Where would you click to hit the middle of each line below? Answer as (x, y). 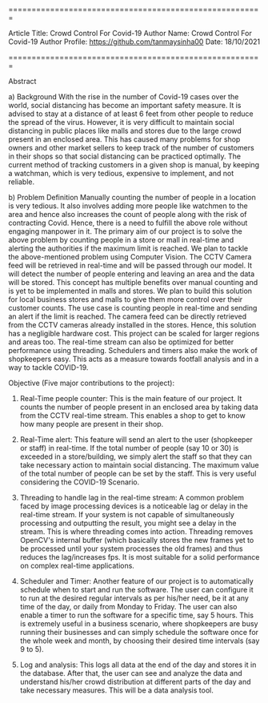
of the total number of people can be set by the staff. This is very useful (138, 474)
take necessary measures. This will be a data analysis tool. (116, 690)
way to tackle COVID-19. (48, 368)
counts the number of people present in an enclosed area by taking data (139, 407)
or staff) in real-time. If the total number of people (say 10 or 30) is (129, 448)
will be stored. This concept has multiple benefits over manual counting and (133, 282)
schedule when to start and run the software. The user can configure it (136, 590)
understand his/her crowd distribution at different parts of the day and (135, 682)
